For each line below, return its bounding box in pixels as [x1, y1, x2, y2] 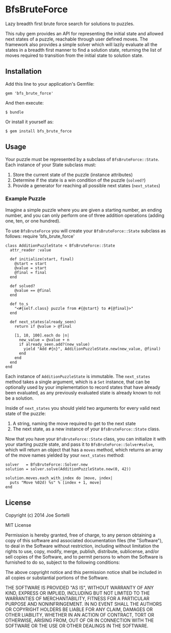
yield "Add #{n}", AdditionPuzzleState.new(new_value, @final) [23, 346, 161, 351]
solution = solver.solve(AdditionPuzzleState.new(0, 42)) [5, 466, 131, 471]
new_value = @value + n [18, 337, 70, 342]
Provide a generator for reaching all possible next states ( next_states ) [12, 182, 161, 188]
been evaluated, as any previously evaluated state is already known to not [5, 389, 161, 395]
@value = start [14, 265, 47, 270]
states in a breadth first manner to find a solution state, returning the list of [5, 47, 162, 53]
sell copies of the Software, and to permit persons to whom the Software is [5, 553, 163, 560]
